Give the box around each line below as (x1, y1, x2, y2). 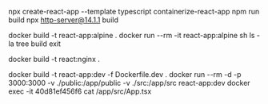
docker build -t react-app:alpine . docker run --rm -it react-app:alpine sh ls (8, 31, 255, 40)
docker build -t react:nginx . (8, 55, 100, 64)
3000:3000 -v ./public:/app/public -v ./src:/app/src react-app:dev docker (8, 79, 250, 87)
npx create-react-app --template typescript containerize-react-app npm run (8, 7, 260, 16)
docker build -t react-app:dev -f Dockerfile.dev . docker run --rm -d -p (8, 70, 242, 79)
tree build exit (15, 39, 62, 48)
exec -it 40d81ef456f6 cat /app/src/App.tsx (8, 87, 152, 96)
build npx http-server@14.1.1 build (8, 15, 118, 25)
